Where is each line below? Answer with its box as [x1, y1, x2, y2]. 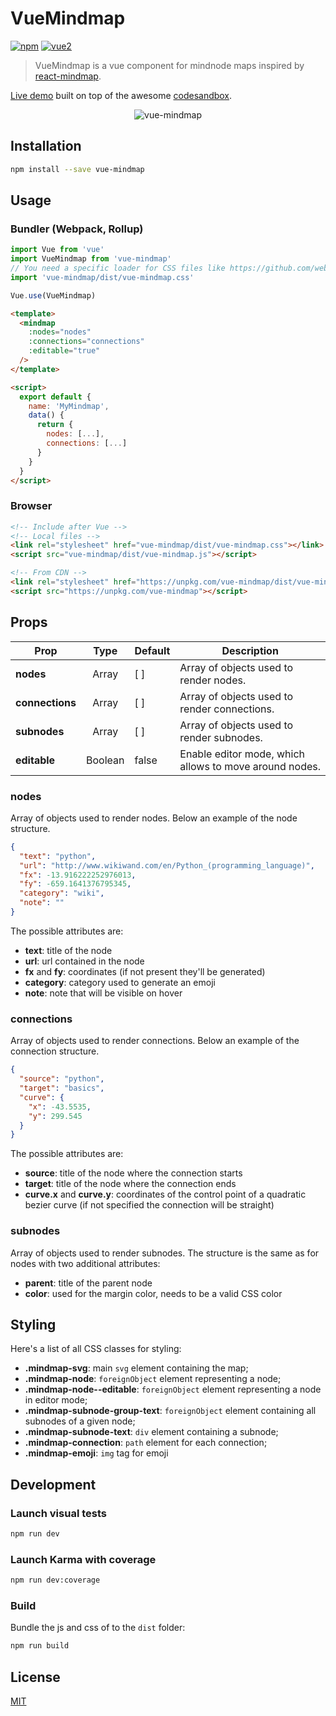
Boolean [86, 753, 125, 767]
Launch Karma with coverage [10, 1552, 157, 1566]
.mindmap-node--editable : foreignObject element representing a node [24, 1383, 322, 1396]
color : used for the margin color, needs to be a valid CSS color [24, 1287, 283, 1299]
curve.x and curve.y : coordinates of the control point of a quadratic [24, 1188, 307, 1201]
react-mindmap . [34, 70, 102, 82]
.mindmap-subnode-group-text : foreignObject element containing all [24, 1405, 317, 1417]
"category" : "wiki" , [19, 888, 105, 899]
